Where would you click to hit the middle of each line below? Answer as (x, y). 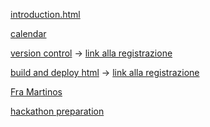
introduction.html (45, 14)
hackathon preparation (57, 111)
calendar (28, 33)
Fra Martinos (36, 92)
